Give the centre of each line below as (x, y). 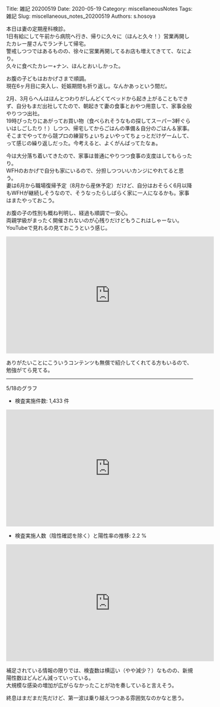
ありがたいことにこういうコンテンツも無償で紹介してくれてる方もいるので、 (99, 362)
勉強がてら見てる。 (30, 370)
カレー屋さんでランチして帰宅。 (50, 44)
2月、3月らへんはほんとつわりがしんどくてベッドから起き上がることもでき (97, 99)
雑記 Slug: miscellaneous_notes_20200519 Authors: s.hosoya (81, 16)
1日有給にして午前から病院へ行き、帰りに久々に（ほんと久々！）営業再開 (95, 36)
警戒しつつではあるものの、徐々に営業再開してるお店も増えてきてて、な (94, 51)
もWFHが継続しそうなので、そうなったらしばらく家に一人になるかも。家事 (98, 193)
